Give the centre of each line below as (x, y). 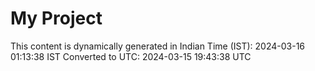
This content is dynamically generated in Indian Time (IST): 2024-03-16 (158, 46)
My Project (56, 18)
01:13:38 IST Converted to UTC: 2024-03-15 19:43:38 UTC (131, 56)
